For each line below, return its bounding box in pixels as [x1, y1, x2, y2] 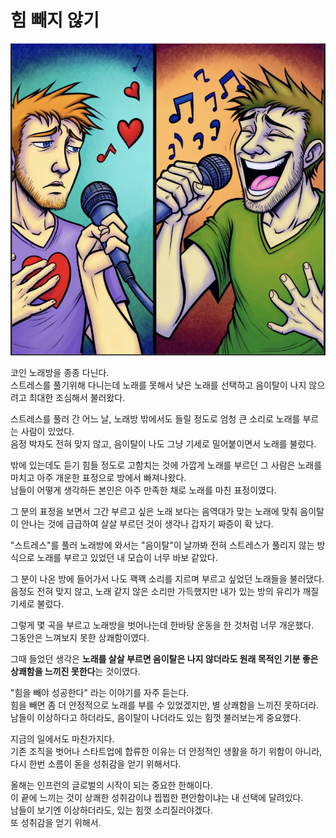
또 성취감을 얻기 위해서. [10, 817, 102, 829]
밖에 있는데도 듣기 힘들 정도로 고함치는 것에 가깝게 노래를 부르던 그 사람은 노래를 [10, 459, 323, 471]
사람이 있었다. [20, 426, 75, 438]
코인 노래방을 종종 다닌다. [10, 367, 110, 379]
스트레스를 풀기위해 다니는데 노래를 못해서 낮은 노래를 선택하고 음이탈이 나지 [10, 379, 307, 391]
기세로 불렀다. [10, 598, 65, 610]
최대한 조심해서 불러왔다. [28, 392, 126, 404]
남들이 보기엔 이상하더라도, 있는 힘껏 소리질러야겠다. [10, 804, 213, 816]
